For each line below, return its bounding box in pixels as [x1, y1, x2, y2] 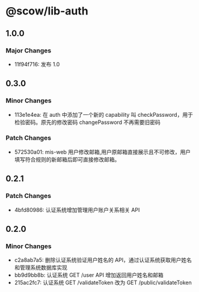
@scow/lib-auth [5, 4, 88, 18]
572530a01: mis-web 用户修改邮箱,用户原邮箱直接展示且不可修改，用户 [14, 148, 191, 155]
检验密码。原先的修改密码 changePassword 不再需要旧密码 [14, 119, 161, 126]
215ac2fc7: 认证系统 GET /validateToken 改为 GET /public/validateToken [14, 279, 192, 287]
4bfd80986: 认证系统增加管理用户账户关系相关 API [14, 206, 140, 213]
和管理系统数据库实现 [14, 264, 67, 272]
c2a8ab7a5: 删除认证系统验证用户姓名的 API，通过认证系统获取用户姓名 [14, 256, 192, 264]
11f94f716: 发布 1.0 [14, 60, 60, 67]
